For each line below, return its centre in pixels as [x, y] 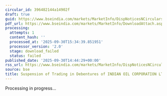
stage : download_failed [34, 51]
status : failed [25, 56]
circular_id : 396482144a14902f [38, 10]
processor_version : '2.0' [37, 47]
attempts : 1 [22, 33]
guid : [11, 19]
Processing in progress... [31, 88]
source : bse [17, 70]
